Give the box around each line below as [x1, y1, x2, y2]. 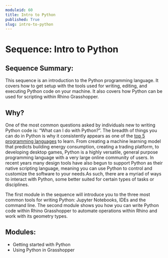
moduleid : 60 [5, 7, 33, 13]
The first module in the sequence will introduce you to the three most [5, 192, 150, 198]
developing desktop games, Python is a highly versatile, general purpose [5, 149, 158, 156]
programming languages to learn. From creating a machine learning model [5, 138, 161, 144]
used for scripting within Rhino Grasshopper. [5, 94, 99, 100]
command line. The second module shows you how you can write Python [5, 202, 159, 209]
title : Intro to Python [5, 12, 56, 17]
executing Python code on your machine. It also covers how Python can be [5, 88, 163, 94]
